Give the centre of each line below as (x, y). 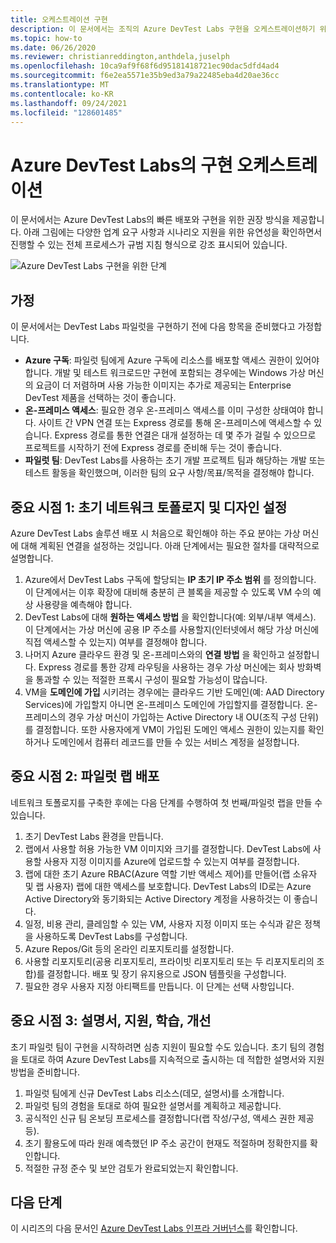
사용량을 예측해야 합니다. (84, 604)
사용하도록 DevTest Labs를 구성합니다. (111, 936)
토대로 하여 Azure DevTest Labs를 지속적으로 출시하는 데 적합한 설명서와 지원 (172, 1059)
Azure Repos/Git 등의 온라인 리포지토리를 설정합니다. (129, 948)
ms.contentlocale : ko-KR (62, 94)
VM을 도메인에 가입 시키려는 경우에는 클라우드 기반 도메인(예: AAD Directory (174, 692)
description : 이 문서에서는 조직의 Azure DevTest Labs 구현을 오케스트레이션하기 (163, 29)
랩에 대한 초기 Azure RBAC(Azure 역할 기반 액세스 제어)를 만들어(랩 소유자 (171, 873)
